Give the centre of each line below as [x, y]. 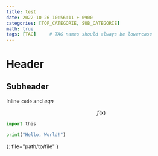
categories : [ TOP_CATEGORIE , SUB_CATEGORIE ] [63, 23]
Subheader [28, 86]
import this [21, 124]
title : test [21, 12]
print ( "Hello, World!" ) [36, 135]
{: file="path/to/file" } [33, 146]
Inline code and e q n [30, 101]
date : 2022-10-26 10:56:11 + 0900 [50, 18]
